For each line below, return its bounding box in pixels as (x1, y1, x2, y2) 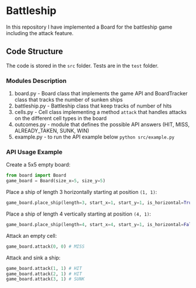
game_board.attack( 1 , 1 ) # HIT (6, 265, 82, 271)
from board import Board (6, 172, 66, 179)
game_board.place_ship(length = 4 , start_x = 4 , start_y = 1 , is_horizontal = (6, 221, 184, 227)
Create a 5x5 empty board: (6, 161, 71, 168)
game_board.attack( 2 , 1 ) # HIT (6, 270, 82, 277)
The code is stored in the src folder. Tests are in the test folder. (6, 62, 159, 69)
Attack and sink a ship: (6, 254, 61, 261)
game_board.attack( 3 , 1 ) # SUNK (6, 276, 85, 282)
